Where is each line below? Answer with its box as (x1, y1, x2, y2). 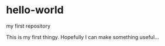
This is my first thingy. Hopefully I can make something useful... (6, 33, 159, 40)
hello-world (6, 3, 64, 17)
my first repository (6, 22, 51, 29)
